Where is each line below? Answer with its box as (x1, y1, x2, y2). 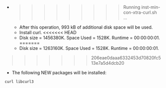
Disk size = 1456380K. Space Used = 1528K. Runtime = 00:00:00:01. (19, 35, 160, 41)
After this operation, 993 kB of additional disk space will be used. (19, 24, 153, 30)
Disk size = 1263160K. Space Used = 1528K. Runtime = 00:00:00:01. (19, 45, 160, 51)
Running (123, 4, 141, 10)
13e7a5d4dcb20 (91, 60, 125, 66)
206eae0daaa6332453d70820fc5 (91, 55, 161, 61)
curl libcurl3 (4, 79, 34, 84)
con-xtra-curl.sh (123, 9, 157, 15)
